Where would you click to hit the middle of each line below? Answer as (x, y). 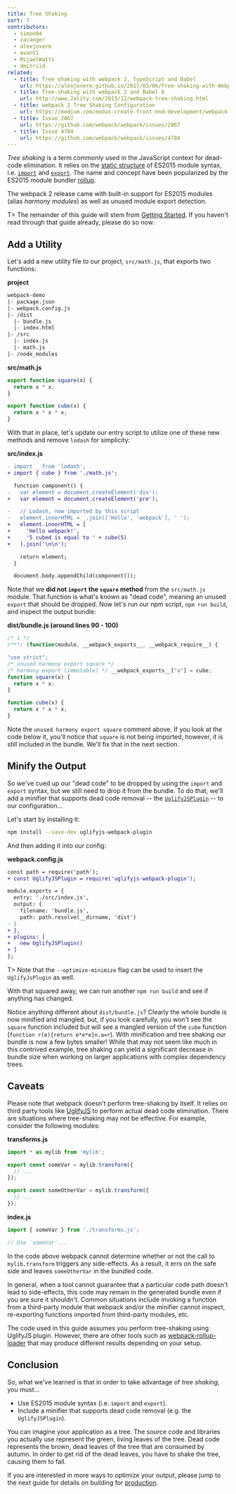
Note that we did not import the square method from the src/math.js (106, 589)
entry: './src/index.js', (52, 898)
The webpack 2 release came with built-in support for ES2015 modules (110, 194)
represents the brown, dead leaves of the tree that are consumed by (106, 1446)
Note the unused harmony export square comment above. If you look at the (115, 729)
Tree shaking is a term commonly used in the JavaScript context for (105, 158)
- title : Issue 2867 (44, 118)
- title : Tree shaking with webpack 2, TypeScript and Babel (105, 79)
